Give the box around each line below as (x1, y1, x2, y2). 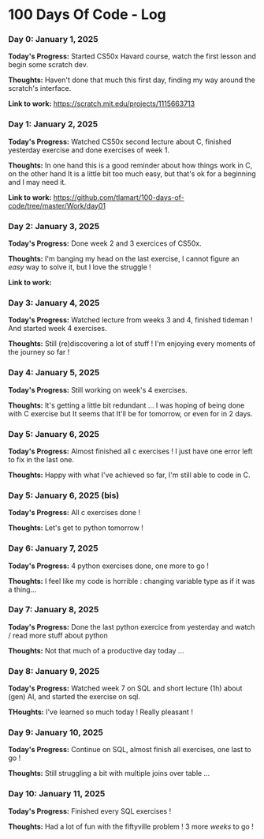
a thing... (8, 585, 37, 594)
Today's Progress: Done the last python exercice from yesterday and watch (8, 622, 255, 631)
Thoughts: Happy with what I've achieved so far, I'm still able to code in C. (8, 470, 251, 480)
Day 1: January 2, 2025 (8, 119, 99, 130)
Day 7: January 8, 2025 (8, 604, 99, 615)
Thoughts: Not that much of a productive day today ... (8, 645, 184, 655)
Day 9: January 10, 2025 (8, 727, 104, 738)
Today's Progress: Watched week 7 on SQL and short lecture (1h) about (8, 683, 243, 693)
